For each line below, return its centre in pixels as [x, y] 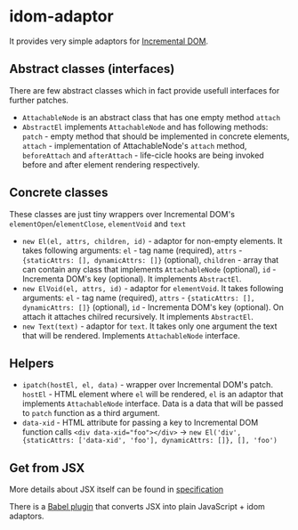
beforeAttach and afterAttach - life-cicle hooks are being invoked [143, 155]
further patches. [39, 100]
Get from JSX [47, 468]
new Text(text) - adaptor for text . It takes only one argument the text [149, 326]
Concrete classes [59, 193]
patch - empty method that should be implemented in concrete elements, [156, 136]
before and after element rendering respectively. [111, 164]
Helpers [32, 363]
